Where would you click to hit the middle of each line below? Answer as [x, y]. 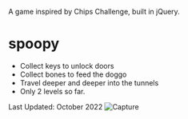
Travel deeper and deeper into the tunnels [89, 82]
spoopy [34, 44]
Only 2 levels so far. [52, 91]
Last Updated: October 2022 [56, 106]
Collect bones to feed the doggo [73, 74]
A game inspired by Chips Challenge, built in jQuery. [94, 12]
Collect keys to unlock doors [67, 65]
